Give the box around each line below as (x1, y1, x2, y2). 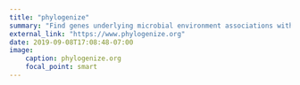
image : (9, 46, 34, 55)
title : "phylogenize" (9, 12, 90, 22)
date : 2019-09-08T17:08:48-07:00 (9, 37, 134, 47)
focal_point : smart (25, 63, 98, 72)
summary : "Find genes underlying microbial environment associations (9, 21, 274, 30)
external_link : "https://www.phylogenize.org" (9, 29, 186, 38)
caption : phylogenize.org (25, 54, 122, 63)
